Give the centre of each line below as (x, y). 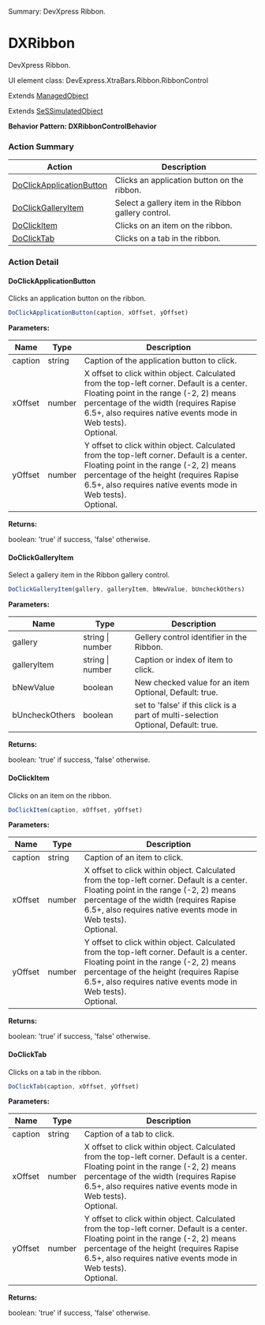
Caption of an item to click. (134, 857)
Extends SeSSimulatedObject (56, 110)
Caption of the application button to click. (160, 360)
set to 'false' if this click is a (185, 705)
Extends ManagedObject (49, 95)
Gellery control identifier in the (190, 637)
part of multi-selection (177, 715)
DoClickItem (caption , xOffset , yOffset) (76, 810)
